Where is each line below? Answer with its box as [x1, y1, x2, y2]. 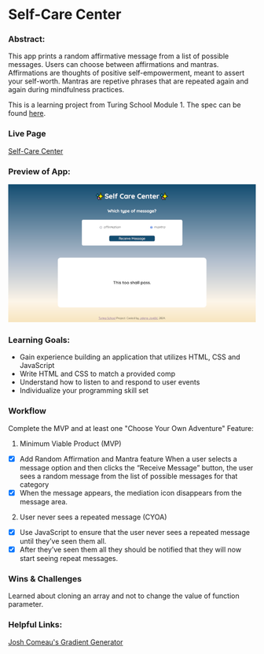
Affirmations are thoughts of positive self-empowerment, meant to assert [8, 69, 245, 78]
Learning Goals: [8, 335, 71, 345]
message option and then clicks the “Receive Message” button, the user [19, 463, 254, 472]
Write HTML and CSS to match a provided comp [19, 369, 175, 379]
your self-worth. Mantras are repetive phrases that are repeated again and [8, 76, 249, 86]
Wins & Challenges [8, 573, 82, 584]
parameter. [8, 600, 44, 609]
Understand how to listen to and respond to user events [19, 377, 200, 387]
